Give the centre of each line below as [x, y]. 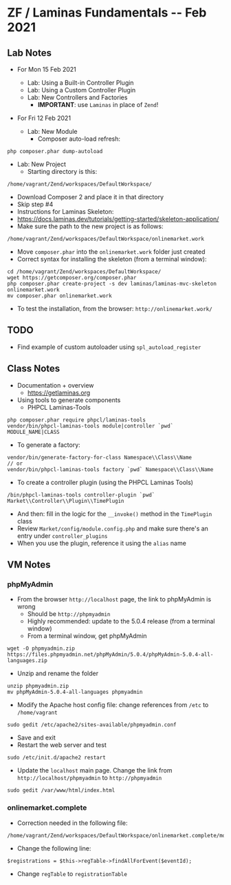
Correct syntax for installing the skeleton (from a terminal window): [112, 259]
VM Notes [29, 565]
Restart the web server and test [62, 745]
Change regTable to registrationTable [72, 873]
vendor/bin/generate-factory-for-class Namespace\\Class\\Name [100, 457]
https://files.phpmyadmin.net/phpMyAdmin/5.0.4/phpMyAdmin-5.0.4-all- [110, 655]
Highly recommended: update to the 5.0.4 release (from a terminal [121, 622]
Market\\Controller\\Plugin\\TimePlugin [66, 501]
